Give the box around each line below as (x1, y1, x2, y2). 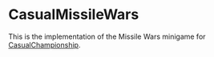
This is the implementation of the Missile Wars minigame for (8, 32, 206, 41)
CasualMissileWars (8, 6, 139, 24)
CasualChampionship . (8, 40, 81, 49)
